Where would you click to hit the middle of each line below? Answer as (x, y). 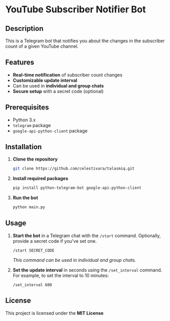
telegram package (32, 125)
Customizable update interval (45, 80)
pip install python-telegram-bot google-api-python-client (77, 188)
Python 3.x (24, 120)
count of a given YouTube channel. (42, 46)
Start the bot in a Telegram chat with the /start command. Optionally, (87, 236)
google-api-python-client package (50, 131)
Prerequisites (27, 107)
